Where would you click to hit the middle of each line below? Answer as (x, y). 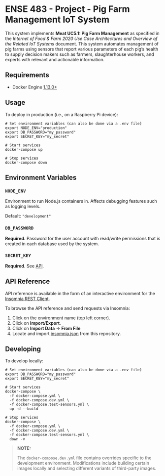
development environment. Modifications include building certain (83, 463)
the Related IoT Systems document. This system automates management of (82, 43)
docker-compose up (24, 149)
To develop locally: (24, 361)
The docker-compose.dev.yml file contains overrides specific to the (84, 458)
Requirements (27, 75)
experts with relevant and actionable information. (55, 59)
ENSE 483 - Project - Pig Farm (67, 9)
